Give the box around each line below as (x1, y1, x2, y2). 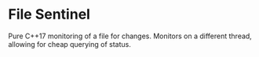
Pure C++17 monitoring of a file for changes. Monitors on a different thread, (8, 31, 253, 41)
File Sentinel (8, 5, 90, 23)
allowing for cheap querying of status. (8, 39, 131, 48)
